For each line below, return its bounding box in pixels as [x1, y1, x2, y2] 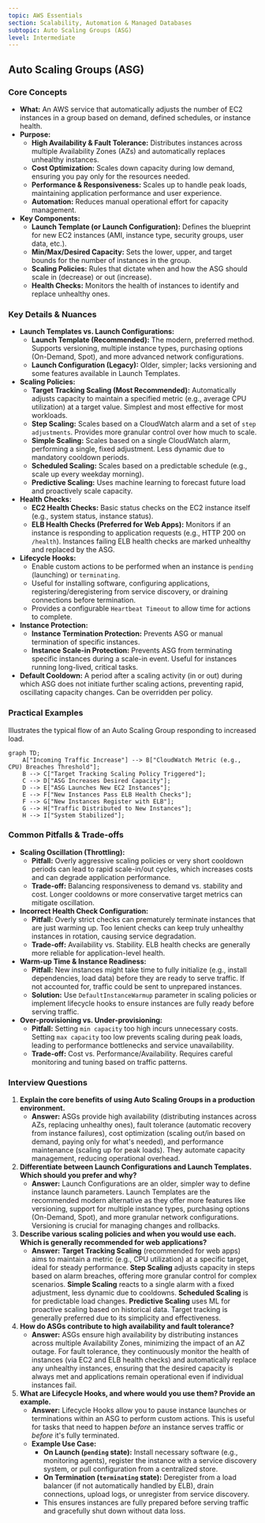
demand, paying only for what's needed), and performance [31, 1137, 224, 1146]
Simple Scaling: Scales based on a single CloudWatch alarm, [31, 436, 231, 446]
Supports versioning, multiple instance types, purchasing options [31, 344, 243, 353]
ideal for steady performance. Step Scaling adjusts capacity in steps [31, 1263, 256, 1273]
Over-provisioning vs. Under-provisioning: [19, 1015, 163, 1025]
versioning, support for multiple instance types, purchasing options [31, 1204, 250, 1213]
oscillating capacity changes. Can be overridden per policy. [19, 688, 213, 698]
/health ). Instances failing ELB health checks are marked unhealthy [31, 536, 251, 546]
